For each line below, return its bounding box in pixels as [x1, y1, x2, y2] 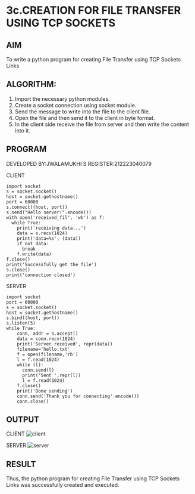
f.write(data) [17, 251, 52, 257]
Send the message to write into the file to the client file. [14, 108, 150, 115]
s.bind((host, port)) [6, 314, 60, 321]
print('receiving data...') [17, 225, 86, 231]
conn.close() [17, 398, 49, 405]
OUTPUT [6, 415, 40, 425]
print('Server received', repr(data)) [17, 341, 113, 347]
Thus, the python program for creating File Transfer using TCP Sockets [6, 475, 180, 482]
